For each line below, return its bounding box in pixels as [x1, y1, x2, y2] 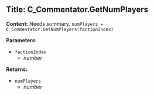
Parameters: [6, 36, 37, 43]
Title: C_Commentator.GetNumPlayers [6, 5, 148, 15]
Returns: [6, 66, 28, 73]
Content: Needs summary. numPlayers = [6, 20, 104, 27]
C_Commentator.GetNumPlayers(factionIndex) [6, 26, 114, 32]
